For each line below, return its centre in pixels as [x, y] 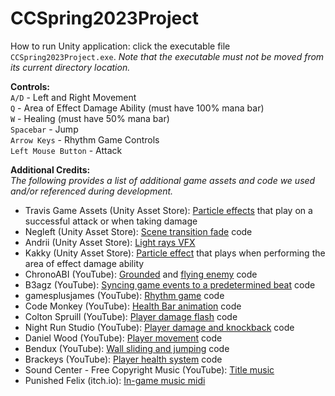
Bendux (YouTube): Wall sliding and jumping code [127, 348]
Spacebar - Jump [44, 129]
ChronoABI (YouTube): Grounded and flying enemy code [141, 274]
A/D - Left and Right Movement [73, 97]
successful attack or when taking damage [111, 221]
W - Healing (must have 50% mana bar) [90, 118]
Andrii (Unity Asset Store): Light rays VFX [110, 242]
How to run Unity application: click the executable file [120, 46]
